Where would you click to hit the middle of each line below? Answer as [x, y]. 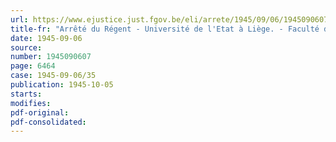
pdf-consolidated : [48, 122]
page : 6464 [33, 66]
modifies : [31, 103]
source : [26, 47]
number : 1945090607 [51, 57]
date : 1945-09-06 [46, 38]
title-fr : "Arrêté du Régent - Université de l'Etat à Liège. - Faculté [165, 29]
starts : [26, 94]
